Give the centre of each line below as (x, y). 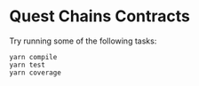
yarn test (28, 65)
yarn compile (33, 57)
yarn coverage (36, 73)
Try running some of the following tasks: (83, 41)
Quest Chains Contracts (100, 16)
